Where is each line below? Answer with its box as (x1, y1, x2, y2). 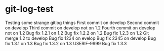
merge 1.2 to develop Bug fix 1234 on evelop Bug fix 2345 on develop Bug (5, 35, 156, 41)
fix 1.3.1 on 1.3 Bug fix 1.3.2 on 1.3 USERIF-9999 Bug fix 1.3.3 (5, 40, 127, 46)
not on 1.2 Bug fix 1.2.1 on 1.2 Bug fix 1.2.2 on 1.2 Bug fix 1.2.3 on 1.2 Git (5, 30, 149, 36)
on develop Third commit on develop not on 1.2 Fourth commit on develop (5, 25, 156, 30)
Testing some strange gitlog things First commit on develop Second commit (5, 20, 159, 25)
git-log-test (5, 3, 54, 15)
